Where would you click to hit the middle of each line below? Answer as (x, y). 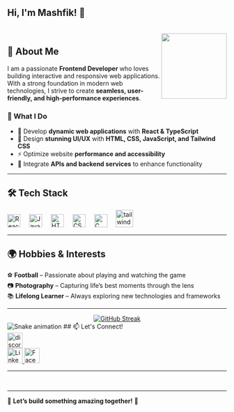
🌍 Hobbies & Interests (56, 254)
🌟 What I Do (27, 116)
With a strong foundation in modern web (65, 83)
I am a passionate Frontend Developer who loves (78, 68)
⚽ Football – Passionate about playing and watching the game (96, 275)
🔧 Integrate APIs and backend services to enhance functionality (110, 164)
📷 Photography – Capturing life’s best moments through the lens (101, 285)
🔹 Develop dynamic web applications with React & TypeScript (108, 131)
